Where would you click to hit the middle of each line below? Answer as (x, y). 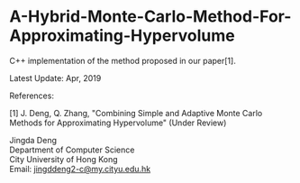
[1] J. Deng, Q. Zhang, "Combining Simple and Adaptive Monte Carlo (136, 113)
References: (32, 96)
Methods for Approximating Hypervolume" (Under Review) (118, 123)
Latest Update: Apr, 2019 (55, 78)
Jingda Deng (33, 140)
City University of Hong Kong (64, 159)
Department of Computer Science (72, 150)
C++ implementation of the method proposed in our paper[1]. (123, 60)
